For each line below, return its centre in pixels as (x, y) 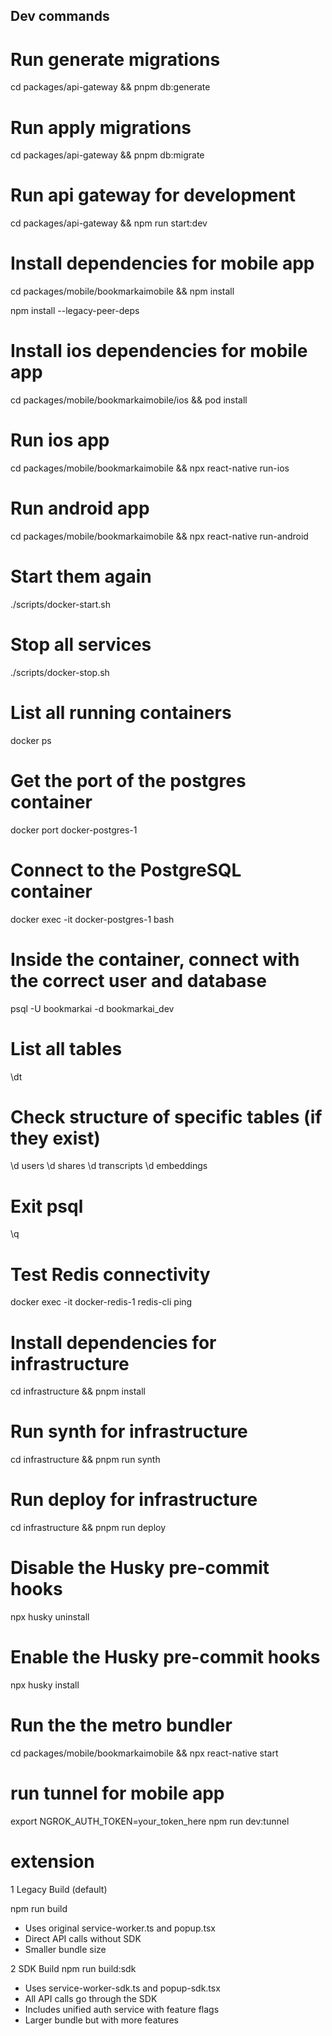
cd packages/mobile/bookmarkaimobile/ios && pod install (129, 400)
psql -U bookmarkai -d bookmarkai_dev (92, 1008)
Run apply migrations (101, 127)
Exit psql (47, 1206)
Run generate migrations (115, 59)
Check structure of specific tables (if (166, 1116)
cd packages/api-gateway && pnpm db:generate (110, 87)
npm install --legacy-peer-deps (75, 311)
